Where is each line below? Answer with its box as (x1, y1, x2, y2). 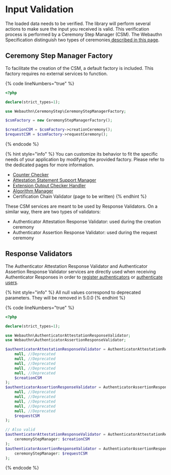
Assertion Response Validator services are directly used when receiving (5, 268, 156, 274)
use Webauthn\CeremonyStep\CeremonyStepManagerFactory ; (5, 109, 126, 114)
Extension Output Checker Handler (12, 183, 86, 188)
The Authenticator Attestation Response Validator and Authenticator (5, 263, 148, 269)
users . (5, 279, 19, 285)
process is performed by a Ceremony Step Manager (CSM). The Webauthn (5, 31, 162, 37)
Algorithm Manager (12, 188, 53, 194)
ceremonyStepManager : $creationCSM (14, 437, 90, 442)
